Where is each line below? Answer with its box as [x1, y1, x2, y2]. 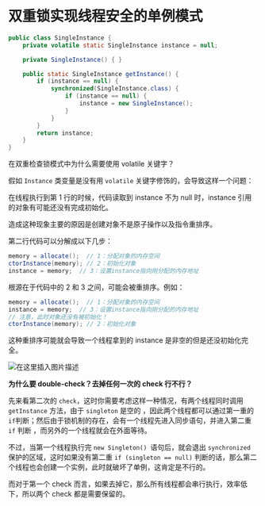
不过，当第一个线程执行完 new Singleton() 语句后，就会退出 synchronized [8, 443, 252, 452]
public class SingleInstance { [8, 33, 112, 42]
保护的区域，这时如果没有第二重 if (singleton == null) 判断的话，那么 [8, 453, 244, 462]
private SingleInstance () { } [22, 56, 123, 63]
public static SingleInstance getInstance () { [22, 70, 179, 78]
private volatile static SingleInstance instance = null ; [22, 41, 218, 49]
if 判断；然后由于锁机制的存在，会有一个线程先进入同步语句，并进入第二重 [8, 416, 252, 425]
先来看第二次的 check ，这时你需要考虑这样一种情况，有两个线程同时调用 [8, 396, 244, 405]
